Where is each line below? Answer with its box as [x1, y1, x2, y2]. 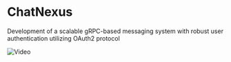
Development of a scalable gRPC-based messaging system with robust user [7, 27, 224, 35]
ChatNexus [7, 4, 73, 20]
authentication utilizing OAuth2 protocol [7, 34, 121, 42]
